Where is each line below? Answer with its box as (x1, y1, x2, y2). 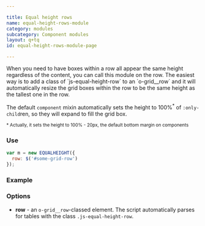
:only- (182, 104, 199, 111)
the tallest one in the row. (6, 91, 70, 98)
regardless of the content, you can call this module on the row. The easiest (6, 71, 195, 78)
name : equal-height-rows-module (6, 20, 89, 26)
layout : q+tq (6, 37, 40, 43)
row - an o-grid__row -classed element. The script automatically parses (15, 206, 195, 213)
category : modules (6, 26, 53, 32)
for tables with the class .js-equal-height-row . (15, 212, 133, 220)
